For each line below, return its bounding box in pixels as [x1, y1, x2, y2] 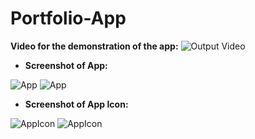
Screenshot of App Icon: [24, 98, 129, 110]
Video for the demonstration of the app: [10, 40, 179, 52]
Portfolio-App [10, 7, 127, 30]
